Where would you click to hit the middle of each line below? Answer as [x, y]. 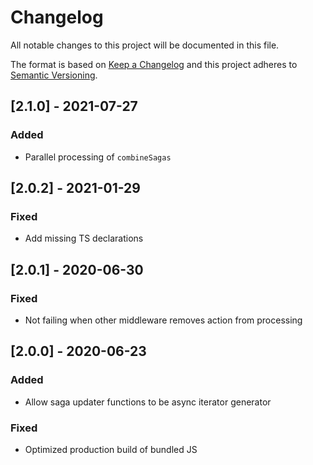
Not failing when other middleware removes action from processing [163, 320]
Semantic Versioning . [54, 75]
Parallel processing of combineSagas [98, 157]
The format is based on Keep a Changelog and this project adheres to [154, 64]
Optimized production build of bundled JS [111, 449]
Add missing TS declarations [84, 238]
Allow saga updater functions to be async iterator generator [148, 402]
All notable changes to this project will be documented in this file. [145, 45]
